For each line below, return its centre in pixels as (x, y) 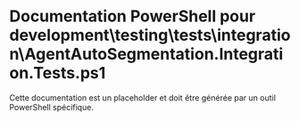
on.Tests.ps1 (58, 73)
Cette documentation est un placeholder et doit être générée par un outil (143, 97)
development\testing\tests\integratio (150, 35)
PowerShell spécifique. (51, 107)
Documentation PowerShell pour (133, 16)
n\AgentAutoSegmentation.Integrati (146, 54)
